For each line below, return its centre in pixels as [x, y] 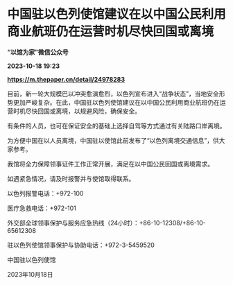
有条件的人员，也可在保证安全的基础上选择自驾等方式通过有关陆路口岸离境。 [116, 126]
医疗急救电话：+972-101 [42, 208]
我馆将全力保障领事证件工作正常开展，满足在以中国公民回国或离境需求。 [110, 164]
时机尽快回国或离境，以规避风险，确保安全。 [77, 111]
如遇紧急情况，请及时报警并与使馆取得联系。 [71, 178]
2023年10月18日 [30, 274]
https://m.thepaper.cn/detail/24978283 [66, 79]
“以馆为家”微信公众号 [38, 52]
